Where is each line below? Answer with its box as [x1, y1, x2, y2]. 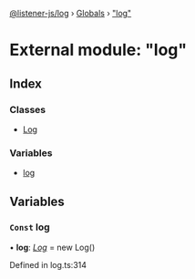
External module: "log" [9, 40, 188, 60]
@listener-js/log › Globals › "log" [9, 8, 132, 18]
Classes [9, 103, 46, 116]
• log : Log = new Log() [9, 242, 96, 253]
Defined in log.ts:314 [9, 259, 87, 270]
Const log [9, 221, 50, 233]
